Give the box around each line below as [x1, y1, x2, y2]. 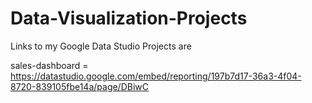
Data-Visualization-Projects [10, 7, 248, 30]
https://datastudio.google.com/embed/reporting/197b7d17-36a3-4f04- [10, 70, 302, 82]
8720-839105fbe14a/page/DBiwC [10, 80, 150, 92]
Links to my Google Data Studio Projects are [10, 40, 192, 52]
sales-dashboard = [10, 59, 89, 71]
